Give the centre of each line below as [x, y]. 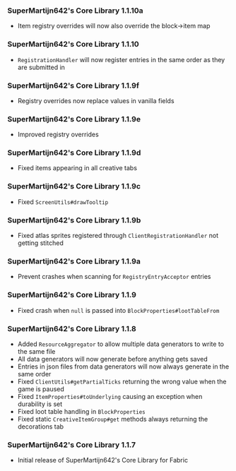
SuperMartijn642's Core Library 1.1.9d [74, 153]
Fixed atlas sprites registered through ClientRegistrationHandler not [118, 236]
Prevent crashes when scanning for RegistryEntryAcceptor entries [114, 277]
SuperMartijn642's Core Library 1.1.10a [75, 11]
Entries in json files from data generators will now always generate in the [123, 366]
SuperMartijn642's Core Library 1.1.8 [72, 328]
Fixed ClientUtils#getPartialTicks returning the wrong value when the [122, 381]
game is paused [41, 389]
